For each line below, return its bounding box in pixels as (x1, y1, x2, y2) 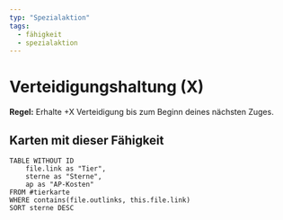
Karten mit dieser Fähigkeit (9, 132, 164, 148)
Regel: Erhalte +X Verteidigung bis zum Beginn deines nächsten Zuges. (9, 107, 274, 118)
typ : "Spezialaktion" (9, 13, 91, 22)
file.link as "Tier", (25, 164, 106, 173)
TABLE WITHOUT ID (9, 156, 75, 165)
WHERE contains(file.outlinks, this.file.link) (9, 196, 191, 205)
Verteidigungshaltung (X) (9, 77, 205, 97)
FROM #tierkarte (9, 188, 70, 197)
